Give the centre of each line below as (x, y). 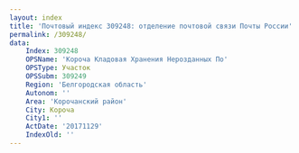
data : (19, 43)
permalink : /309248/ (48, 34)
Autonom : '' (48, 93)
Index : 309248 (52, 51)
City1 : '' (44, 118)
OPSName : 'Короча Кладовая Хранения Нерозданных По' (127, 59)
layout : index (36, 18)
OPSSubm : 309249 (56, 76)
